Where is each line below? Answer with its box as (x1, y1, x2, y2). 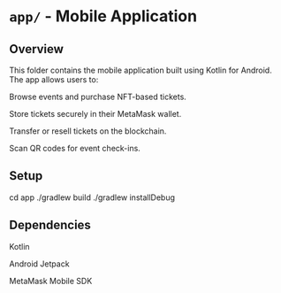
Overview (9, 42, 65, 57)
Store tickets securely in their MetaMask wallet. (9, 109, 182, 119)
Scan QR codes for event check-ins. (9, 143, 141, 153)
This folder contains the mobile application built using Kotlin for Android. (9, 65, 272, 75)
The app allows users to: (9, 74, 99, 85)
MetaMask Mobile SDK (9, 275, 93, 286)
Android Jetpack (9, 258, 70, 269)
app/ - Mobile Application (9, 6, 197, 27)
